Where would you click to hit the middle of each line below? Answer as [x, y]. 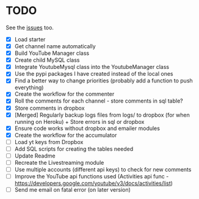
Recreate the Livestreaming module [59, 162]
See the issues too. [30, 27]
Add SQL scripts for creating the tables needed [74, 149]
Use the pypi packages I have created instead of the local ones [94, 74]
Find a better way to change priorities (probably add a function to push [103, 81]
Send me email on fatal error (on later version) [72, 190]
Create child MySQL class [47, 60]
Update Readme [35, 156]
